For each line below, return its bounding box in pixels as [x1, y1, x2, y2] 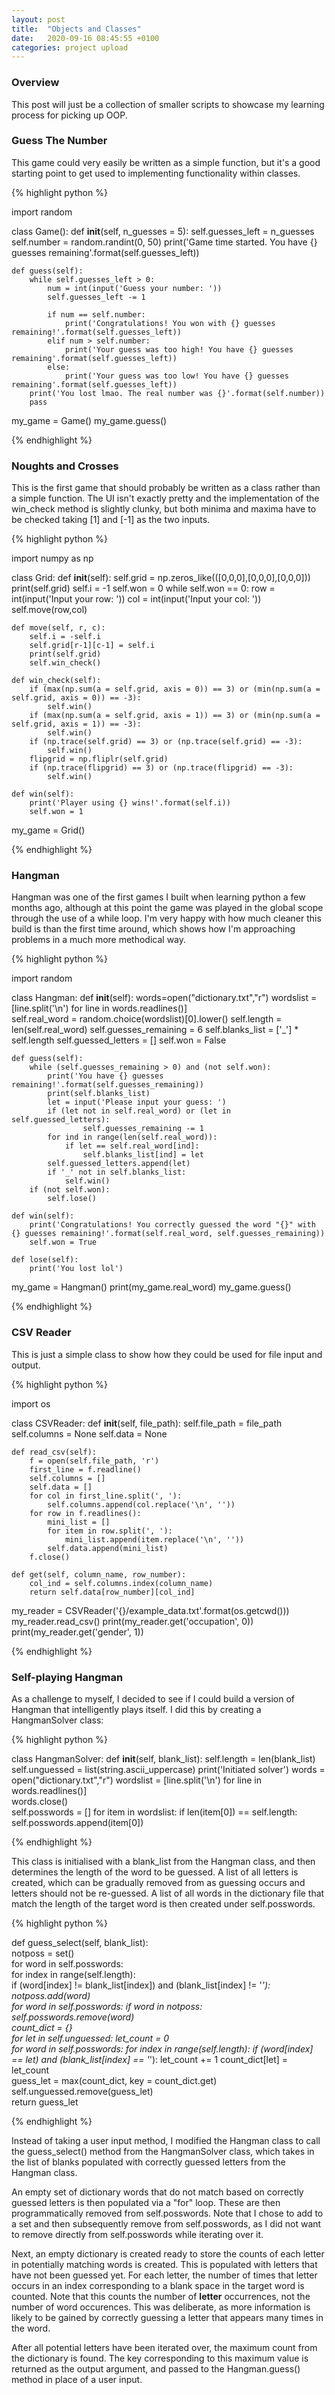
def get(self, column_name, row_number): [11, 1569, 187, 1580]
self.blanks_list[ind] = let [82, 1150, 204, 1160]
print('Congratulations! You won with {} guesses [64, 318, 276, 328]
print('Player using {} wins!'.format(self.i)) [29, 798, 231, 808]
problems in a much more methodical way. [11, 934, 187, 946]
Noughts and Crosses [11, 459, 119, 473]
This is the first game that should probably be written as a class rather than [11, 482, 321, 494]
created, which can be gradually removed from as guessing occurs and [11, 1877, 306, 1889]
